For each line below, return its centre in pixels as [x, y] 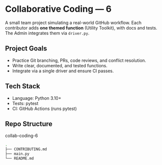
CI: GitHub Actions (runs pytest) [44, 109]
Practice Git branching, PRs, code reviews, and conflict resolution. [79, 60]
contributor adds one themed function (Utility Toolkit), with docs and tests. [81, 27]
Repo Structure [29, 124]
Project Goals [26, 48]
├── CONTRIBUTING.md [26, 149]
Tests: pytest [25, 103]
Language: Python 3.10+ [37, 98]
